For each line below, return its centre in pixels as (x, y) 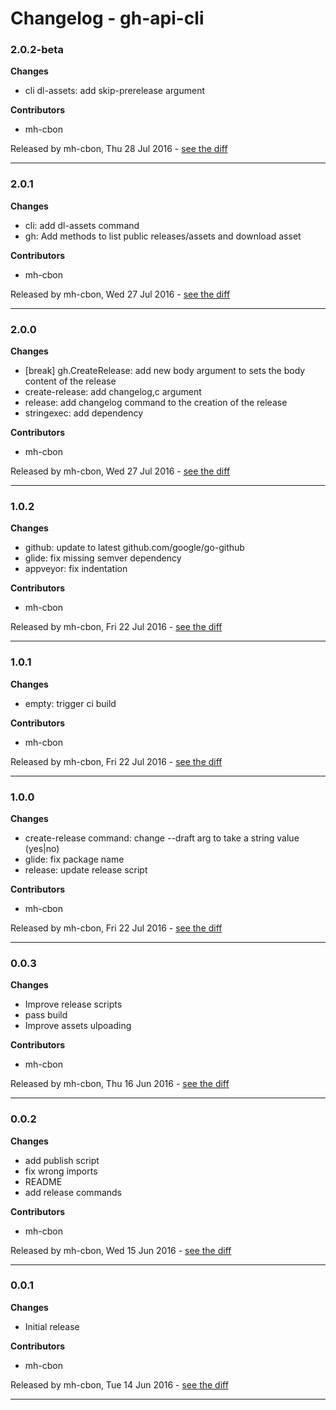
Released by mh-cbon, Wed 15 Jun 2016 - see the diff (121, 1250)
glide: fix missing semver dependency (103, 558)
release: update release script (86, 869)
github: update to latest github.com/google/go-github (134, 548)
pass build (46, 1015)
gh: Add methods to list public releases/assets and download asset (163, 236)
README (43, 1181)
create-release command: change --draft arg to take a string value (162, 838)
